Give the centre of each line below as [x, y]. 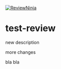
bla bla [12, 62]
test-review [30, 28]
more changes [21, 52]
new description [22, 42]
